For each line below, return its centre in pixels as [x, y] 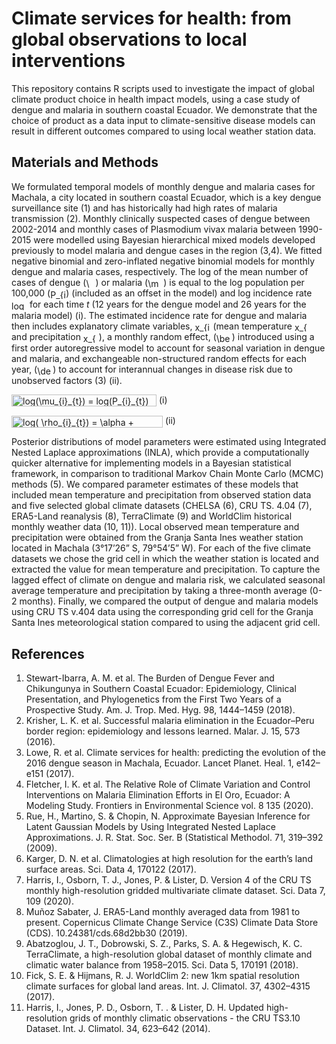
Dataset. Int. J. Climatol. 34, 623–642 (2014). [118, 1028]
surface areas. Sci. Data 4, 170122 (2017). [111, 869]
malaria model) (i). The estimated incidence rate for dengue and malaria [159, 315]
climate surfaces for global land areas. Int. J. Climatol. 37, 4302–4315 [168, 986]
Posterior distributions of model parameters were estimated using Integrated [169, 442]
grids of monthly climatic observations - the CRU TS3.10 [185, 1018]
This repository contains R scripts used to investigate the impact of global [163, 88]
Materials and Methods [85, 162]
